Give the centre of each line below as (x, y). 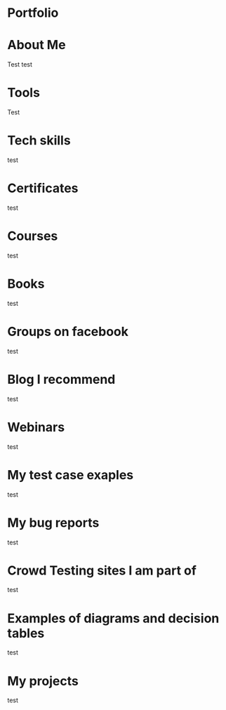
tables (26, 633)
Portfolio (33, 13)
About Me (36, 45)
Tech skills (39, 141)
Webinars (36, 427)
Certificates (43, 188)
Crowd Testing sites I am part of (102, 570)
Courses (33, 236)
